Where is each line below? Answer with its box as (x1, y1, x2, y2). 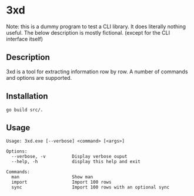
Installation (6, 92, 48, 102)
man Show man (11, 174, 93, 180)
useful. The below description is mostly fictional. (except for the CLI (6, 29, 170, 36)
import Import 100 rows (11, 180, 112, 185)
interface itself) (6, 35, 43, 42)
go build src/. (6, 107, 44, 113)
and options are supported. (6, 74, 72, 81)
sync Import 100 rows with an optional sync (11, 184, 169, 191)
